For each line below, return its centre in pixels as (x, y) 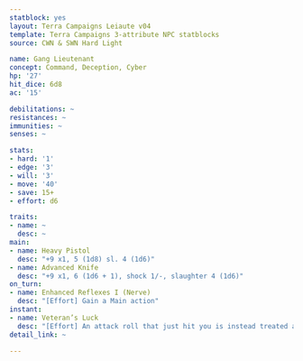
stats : (22, 151)
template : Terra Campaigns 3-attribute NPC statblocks (115, 34)
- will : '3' (32, 176)
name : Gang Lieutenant (52, 60)
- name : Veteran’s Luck (54, 318)
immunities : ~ (36, 126)
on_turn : (26, 284)
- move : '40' (34, 184)
